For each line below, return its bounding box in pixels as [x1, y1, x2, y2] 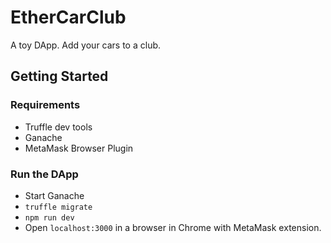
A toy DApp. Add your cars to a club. [10, 39, 162, 51]
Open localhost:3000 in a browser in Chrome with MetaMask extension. [24, 221, 322, 233]
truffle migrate [24, 202, 93, 212]
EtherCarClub [10, 6, 127, 29]
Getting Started [10, 68, 109, 85]
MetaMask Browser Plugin [24, 142, 134, 154]
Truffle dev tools [24, 121, 93, 133]
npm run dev [24, 212, 75, 223]
